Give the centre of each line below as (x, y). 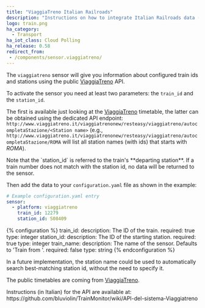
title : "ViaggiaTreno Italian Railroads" (60, 12)
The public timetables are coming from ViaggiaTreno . (73, 280)
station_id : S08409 (42, 219)
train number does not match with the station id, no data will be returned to (100, 166)
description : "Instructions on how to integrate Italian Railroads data (101, 18)
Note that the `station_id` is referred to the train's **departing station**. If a (100, 160)
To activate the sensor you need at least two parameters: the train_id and (100, 93)
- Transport (27, 35)
